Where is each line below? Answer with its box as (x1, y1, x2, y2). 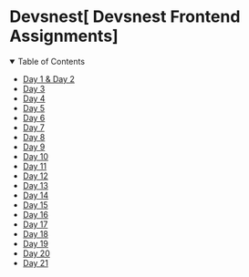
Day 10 (22, 150, 48, 161)
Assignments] (9, 26, 119, 46)
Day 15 (22, 199, 48, 210)
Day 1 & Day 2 (22, 73, 76, 84)
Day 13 (22, 180, 48, 190)
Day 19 (22, 238, 48, 249)
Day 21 (22, 257, 48, 268)
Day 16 (22, 209, 48, 220)
